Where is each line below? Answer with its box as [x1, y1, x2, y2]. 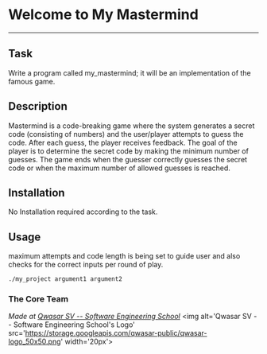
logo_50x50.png [8, 336, 61, 347]
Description [8, 99, 68, 113]
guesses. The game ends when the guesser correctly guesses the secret [8, 154, 248, 164]
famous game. [8, 76, 56, 86]
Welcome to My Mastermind [8, 6, 199, 24]
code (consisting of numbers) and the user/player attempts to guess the [8, 129, 244, 138]
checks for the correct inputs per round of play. [8, 260, 164, 270]
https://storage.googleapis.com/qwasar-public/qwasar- [25, 329, 207, 338]
